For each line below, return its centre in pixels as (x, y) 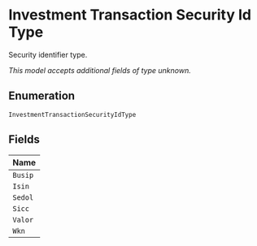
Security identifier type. (48, 54)
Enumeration (42, 96)
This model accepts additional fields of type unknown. (100, 70)
